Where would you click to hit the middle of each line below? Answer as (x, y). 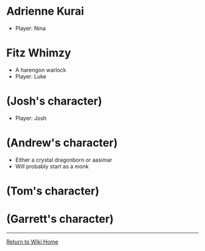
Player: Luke (31, 76)
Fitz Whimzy (39, 53)
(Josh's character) (54, 101)
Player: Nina (30, 28)
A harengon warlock (41, 70)
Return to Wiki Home (32, 242)
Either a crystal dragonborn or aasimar (64, 160)
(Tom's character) (53, 191)
